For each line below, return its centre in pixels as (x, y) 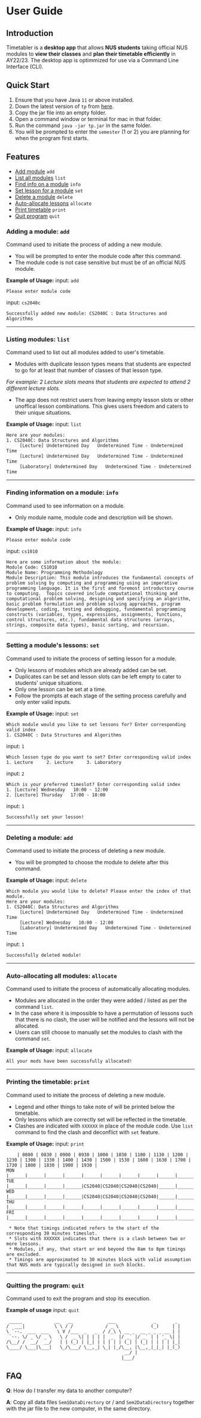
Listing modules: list (38, 339)
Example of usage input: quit (43, 1310)
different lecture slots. (33, 388)
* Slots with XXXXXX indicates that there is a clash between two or (97, 1238)
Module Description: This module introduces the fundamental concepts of (100, 578)
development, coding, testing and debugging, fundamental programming (96, 609)
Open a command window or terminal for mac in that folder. (88, 119)
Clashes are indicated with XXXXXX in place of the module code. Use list (104, 1126)
